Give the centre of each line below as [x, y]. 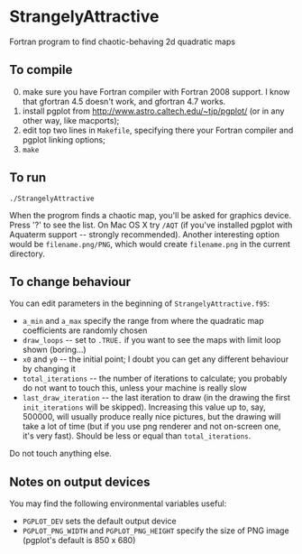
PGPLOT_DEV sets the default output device [100, 522]
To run [28, 178]
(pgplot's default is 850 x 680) [79, 540]
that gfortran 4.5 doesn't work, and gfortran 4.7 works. [124, 101]
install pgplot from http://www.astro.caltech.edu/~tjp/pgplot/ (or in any [153, 111]
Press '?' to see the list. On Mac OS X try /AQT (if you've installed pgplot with [151, 225]
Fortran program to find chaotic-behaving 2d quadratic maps [123, 42]
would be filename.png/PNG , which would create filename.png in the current [150, 244]
